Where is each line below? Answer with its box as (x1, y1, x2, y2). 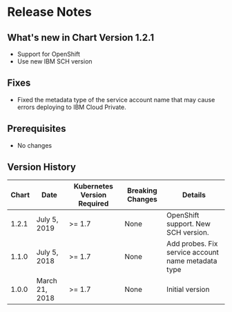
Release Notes (7, 4, 92, 20)
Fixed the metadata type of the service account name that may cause (17, 95, 215, 104)
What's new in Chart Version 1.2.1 (7, 32, 155, 43)
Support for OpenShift (17, 50, 81, 58)
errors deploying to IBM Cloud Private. (17, 103, 126, 111)
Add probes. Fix (166, 239, 218, 248)
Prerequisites (7, 123, 66, 135)
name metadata (166, 256, 217, 266)
